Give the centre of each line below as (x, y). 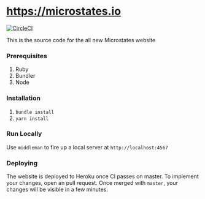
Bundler (25, 76)
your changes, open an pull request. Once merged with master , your (92, 183)
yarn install (32, 118)
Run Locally (24, 134)
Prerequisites (27, 56)
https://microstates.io (64, 11)
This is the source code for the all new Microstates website (81, 40)
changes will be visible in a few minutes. (57, 190)
